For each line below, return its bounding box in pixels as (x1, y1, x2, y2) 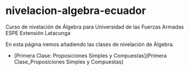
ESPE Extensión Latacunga (5, 29, 71, 36)
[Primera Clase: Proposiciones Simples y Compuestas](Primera (13, 52, 167, 59)
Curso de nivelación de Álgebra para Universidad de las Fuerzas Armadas (5, 23, 184, 30)
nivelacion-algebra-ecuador (5, 4, 146, 17)
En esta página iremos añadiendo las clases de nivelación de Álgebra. (5, 41, 174, 48)
